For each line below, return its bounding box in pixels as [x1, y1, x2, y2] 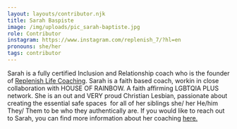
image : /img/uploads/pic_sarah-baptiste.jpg [7, 23, 140, 30]
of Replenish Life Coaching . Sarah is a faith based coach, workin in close [7, 76, 219, 85]
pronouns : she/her [7, 43, 61, 50]
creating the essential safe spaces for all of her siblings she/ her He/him [7, 99, 219, 107]
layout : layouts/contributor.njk [7, 10, 106, 18]
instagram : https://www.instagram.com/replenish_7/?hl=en [7, 37, 181, 44]
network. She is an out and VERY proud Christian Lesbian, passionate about [7, 91, 228, 99]
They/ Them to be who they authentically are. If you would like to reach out [7, 106, 225, 115]
